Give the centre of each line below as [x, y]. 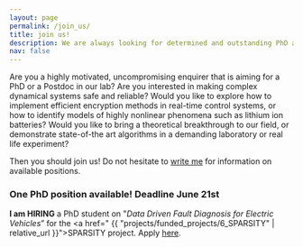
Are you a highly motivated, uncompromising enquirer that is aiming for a [145, 77]
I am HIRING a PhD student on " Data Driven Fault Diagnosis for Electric [142, 214]
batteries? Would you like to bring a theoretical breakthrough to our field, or [149, 125]
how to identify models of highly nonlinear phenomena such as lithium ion [147, 115]
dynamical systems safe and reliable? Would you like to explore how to [141, 96]
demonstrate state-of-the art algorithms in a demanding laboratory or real [147, 134]
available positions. [45, 171]
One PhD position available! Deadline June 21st [115, 195]
